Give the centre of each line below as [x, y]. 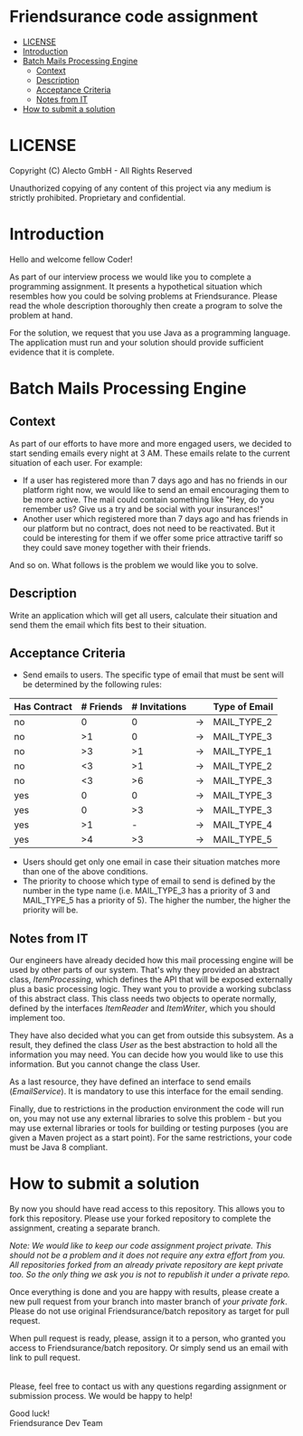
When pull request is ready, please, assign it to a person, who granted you [148, 1338]
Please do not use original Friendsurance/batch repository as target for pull [149, 1311]
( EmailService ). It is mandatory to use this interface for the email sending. [147, 1091]
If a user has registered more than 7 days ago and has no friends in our [155, 480]
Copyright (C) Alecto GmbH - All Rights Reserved [101, 170]
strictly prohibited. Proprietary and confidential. [98, 197]
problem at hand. [41, 315]
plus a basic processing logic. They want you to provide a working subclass [151, 989]
